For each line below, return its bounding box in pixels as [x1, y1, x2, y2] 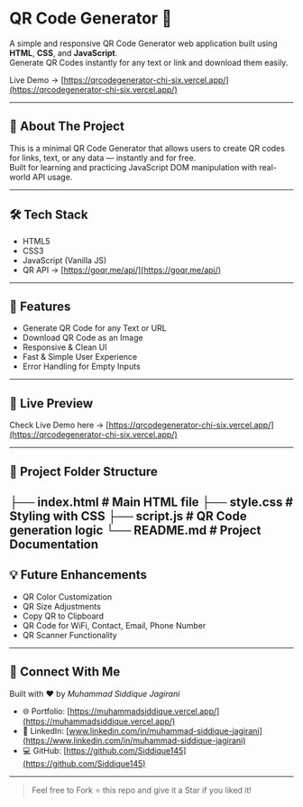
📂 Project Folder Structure [9, 463, 158, 479]
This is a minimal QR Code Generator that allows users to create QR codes [9, 142, 286, 153]
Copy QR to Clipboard [22, 610, 105, 621]
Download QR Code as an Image [22, 333, 143, 344]
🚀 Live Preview [9, 396, 94, 411]
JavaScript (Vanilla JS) [22, 254, 107, 265]
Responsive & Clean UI [22, 342, 107, 353]
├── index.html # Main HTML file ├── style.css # [9, 494, 294, 509]
